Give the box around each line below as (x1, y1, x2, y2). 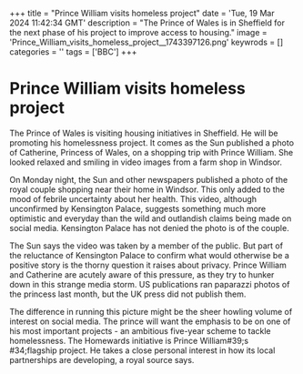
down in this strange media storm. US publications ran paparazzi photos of (9, 278, 290, 289)
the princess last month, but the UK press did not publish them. (9, 288, 247, 299)
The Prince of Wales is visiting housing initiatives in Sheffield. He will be (9, 127, 278, 138)
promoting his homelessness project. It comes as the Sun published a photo (9, 136, 294, 148)
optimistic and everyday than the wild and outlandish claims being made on (9, 213, 292, 224)
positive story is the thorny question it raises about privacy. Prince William (9, 259, 287, 270)
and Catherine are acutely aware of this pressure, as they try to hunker (9, 268, 275, 280)
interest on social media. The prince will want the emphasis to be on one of (9, 316, 291, 327)
